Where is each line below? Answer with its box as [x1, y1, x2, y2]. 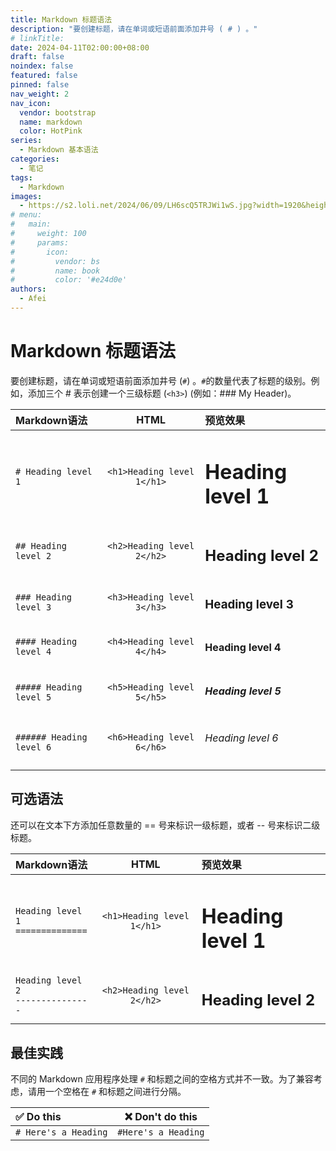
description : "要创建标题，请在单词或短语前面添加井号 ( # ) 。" [10, 24, 258, 34]
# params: [10, 237, 70, 248]
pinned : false [10, 80, 70, 90]
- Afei [19, 294, 47, 304]
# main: [10, 219, 52, 230]
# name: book [10, 266, 101, 276]
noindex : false [10, 61, 74, 71]
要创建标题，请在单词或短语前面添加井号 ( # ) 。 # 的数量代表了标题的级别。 [10, 374, 312, 386]
